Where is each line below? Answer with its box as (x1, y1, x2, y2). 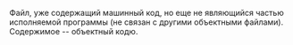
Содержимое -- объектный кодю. (9, 26, 138, 36)
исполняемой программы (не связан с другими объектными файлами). (9, 17, 284, 27)
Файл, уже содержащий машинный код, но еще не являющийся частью (9, 8, 284, 18)
